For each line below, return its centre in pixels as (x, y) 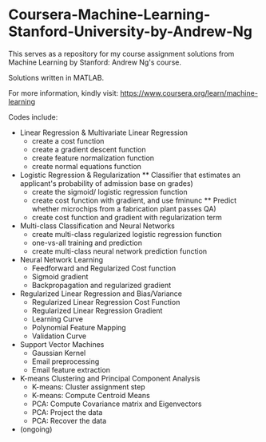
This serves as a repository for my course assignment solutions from (121, 53)
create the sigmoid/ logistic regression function (109, 191)
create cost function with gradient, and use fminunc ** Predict (134, 200)
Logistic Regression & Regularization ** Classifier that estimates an (130, 175)
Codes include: (33, 116)
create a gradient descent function (89, 149)
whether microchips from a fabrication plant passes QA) (124, 208)
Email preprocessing (66, 361)
